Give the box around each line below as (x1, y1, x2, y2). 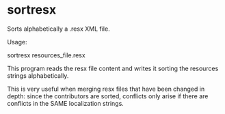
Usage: (7, 38, 27, 46)
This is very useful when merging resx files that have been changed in (7, 85, 205, 93)
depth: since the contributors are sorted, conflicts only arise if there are (7, 91, 209, 100)
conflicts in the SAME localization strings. (7, 99, 124, 107)
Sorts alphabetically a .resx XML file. (7, 25, 111, 33)
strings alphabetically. (7, 71, 69, 80)
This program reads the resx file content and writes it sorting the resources (7, 64, 219, 72)
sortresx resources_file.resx (7, 51, 85, 59)
